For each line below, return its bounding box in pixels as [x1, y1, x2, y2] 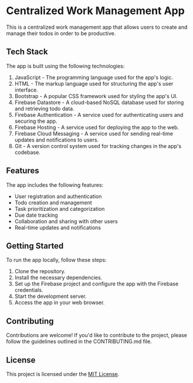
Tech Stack [6, 47, 48, 57]
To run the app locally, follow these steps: [6, 257, 107, 264]
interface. [14, 86, 38, 93]
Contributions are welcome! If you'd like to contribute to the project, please [6, 332, 188, 339]
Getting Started [6, 241, 64, 251]
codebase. [14, 149, 41, 156]
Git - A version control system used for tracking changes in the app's [14, 142, 182, 149]
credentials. [14, 287, 43, 294]
